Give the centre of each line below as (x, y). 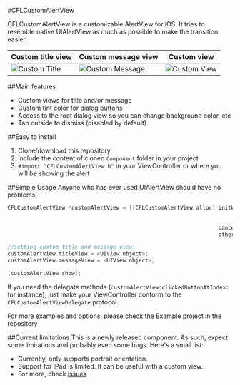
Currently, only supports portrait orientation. (82, 359)
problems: (22, 195)
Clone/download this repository (64, 150)
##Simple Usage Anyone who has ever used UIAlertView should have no (114, 187)
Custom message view (119, 57)
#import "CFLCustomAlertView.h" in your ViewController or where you (120, 166)
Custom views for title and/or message (75, 100)
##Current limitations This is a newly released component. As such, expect (118, 337)
